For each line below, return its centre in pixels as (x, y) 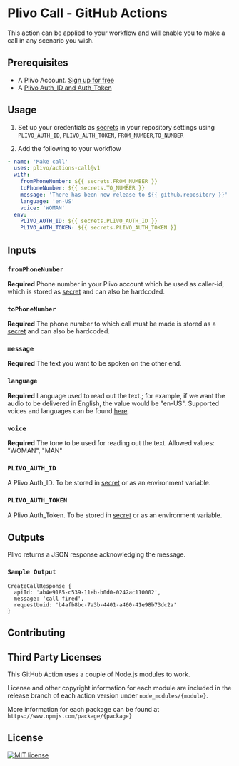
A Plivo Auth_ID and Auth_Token (65, 88)
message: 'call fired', (49, 599)
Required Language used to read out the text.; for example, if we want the (116, 395)
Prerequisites (38, 63)
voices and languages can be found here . (68, 410)
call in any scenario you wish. (51, 40)
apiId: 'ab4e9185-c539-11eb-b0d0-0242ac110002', (87, 592)
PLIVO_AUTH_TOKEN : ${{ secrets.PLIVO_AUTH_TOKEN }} (98, 228)
